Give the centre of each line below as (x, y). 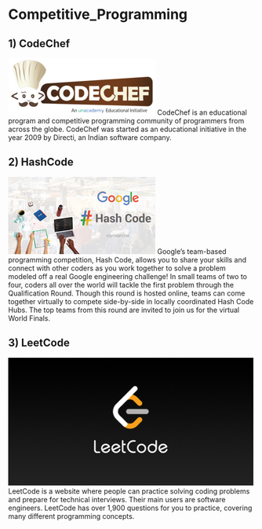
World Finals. (29, 318)
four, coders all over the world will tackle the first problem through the (121, 285)
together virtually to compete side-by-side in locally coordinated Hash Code (131, 301)
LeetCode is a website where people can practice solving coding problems (129, 491)
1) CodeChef (39, 44)
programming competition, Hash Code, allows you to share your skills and (127, 259)
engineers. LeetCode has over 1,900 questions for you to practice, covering (130, 508)
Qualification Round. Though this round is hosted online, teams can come (127, 293)
